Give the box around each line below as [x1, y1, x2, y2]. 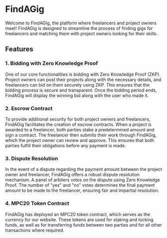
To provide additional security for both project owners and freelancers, [5, 116, 151, 122]
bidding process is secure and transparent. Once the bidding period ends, [5, 87, 157, 93]
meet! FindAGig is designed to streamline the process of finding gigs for [5, 25, 153, 31]
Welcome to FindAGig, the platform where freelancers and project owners [5, 20, 157, 26]
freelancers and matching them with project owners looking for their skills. [5, 30, 158, 36]
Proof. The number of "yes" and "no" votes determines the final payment [5, 182, 155, 188]
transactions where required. [5, 227, 65, 233]
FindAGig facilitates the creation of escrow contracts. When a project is [5, 121, 152, 127]
